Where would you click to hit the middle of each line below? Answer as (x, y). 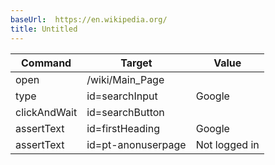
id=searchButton (125, 112)
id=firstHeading (123, 128)
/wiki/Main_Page (125, 79)
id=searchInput (122, 96)
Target (136, 63)
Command (46, 63)
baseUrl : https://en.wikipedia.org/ (89, 19)
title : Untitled (44, 29)
